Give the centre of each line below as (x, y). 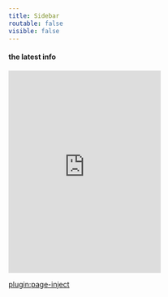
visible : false (34, 31)
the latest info (32, 57)
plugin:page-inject (39, 284)
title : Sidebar (34, 16)
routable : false (36, 23)
